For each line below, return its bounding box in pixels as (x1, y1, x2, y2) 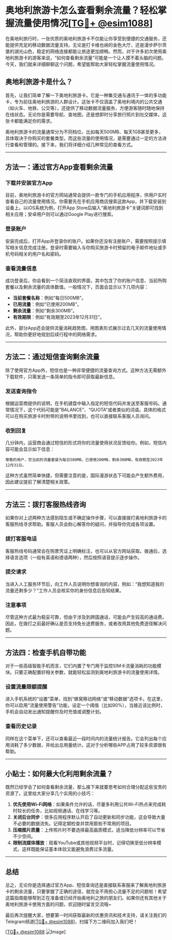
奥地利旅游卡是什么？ (5, 77, 73, 86)
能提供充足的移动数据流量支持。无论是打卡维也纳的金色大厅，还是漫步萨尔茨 (5, 42, 167, 48)
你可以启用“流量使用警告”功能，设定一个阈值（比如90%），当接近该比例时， (5, 702, 165, 708)
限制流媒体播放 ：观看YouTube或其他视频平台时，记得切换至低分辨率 (12, 839, 157, 846)
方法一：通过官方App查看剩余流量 (5, 163, 114, 172)
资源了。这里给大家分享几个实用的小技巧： (5, 790, 95, 796)
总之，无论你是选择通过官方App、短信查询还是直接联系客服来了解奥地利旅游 (5, 882, 166, 888)
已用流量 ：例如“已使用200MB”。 (12, 301, 82, 308)
